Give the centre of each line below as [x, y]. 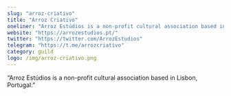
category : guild [30, 52]
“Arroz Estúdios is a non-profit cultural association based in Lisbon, [102, 77]
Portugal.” [21, 85]
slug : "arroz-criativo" [41, 13]
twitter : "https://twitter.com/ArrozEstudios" [75, 39]
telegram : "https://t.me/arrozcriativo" [66, 45]
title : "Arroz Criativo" [43, 20]
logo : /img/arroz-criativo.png [52, 58]
